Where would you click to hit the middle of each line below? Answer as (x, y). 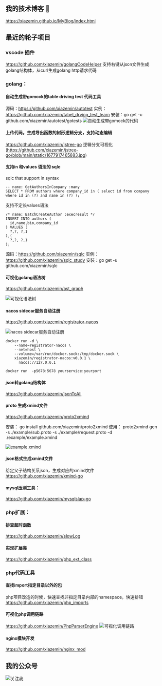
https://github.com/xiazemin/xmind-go (44, 476)
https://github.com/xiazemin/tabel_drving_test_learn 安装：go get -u (74, 114)
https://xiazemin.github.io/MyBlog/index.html (51, 21)
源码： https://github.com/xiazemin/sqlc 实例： (52, 254)
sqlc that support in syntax (32, 178)
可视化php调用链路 (25, 614)
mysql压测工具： (23, 488)
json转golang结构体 (26, 383)
